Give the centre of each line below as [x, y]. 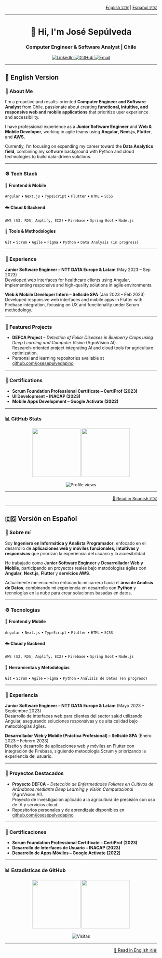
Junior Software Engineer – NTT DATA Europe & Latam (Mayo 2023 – [75, 706]
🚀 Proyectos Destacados [34, 773]
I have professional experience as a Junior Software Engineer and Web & [78, 127]
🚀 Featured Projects [28, 327]
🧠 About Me [19, 91]
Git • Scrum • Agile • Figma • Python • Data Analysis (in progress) [72, 242]
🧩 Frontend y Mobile [26, 622]
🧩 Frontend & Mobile [26, 185]
